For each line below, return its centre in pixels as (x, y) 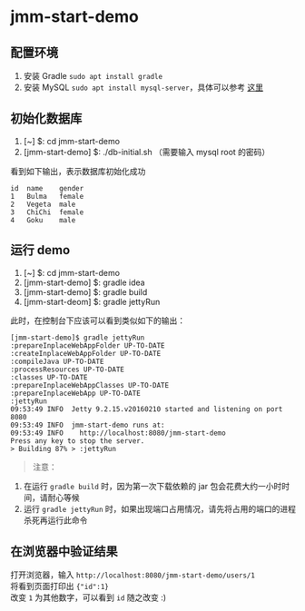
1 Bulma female (47, 196)
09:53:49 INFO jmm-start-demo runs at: (88, 425)
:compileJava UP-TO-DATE (57, 361)
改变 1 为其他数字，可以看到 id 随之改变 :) (89, 597)
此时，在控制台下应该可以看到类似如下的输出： (98, 320)
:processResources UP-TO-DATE (68, 370)
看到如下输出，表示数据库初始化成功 (78, 171)
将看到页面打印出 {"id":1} (60, 586)
